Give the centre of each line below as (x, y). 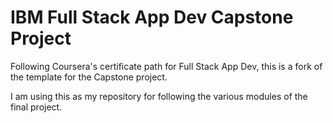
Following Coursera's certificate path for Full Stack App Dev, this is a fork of (166, 66)
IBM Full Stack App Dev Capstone (152, 17)
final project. (36, 107)
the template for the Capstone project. (89, 77)
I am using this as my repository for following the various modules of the (159, 96)
